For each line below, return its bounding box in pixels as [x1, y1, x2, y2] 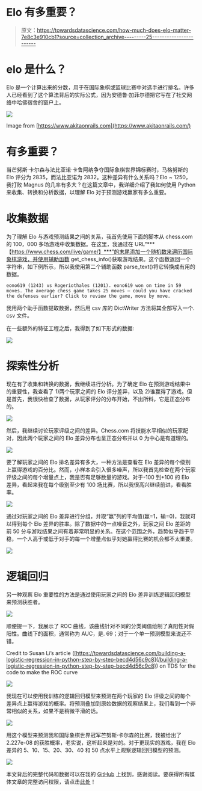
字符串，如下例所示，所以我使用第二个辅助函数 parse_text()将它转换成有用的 [6, 263, 195, 270]
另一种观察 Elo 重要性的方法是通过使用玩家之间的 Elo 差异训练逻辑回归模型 [6, 591, 191, 598]
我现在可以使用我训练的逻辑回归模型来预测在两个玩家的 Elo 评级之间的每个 [6, 692, 191, 700]
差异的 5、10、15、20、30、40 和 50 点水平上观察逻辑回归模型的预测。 [6, 746, 185, 754]
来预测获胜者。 [6, 598, 43, 605]
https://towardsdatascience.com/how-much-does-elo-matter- [37, 26, 191, 34]
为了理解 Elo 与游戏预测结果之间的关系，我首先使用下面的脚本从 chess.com [6, 233, 193, 240]
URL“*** [134, 240, 155, 247]
